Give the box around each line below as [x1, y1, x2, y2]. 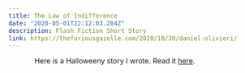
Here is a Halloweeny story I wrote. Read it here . [34, 56, 196, 66]
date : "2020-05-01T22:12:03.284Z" [8, 19, 126, 27]
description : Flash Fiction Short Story [8, 26, 148, 34]
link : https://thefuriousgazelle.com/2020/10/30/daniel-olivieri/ [8, 34, 238, 43]
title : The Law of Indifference [8, 11, 118, 20]
